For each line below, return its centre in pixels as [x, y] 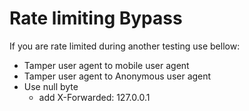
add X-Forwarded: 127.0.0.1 [94, 97]
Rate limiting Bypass [96, 18]
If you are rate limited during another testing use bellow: [125, 46]
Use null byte [51, 86]
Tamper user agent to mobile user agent [106, 65]
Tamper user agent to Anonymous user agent [117, 76]
